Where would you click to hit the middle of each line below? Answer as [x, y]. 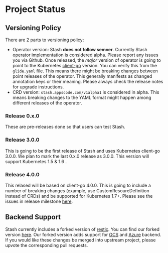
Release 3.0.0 [22, 140]
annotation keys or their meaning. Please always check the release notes [88, 82]
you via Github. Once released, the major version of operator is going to [87, 60]
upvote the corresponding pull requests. [47, 245]
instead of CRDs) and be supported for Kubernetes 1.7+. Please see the [79, 196]
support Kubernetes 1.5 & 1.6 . [36, 161]
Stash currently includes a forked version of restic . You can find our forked [82, 229]
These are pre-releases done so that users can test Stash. [65, 127]
